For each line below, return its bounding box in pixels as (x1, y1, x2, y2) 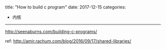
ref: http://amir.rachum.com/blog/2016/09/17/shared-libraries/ (5, 38, 131, 44)
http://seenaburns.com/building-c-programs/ (5, 29, 97, 34)
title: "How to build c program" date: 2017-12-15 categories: (5, 4, 126, 10)
